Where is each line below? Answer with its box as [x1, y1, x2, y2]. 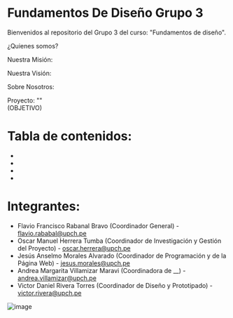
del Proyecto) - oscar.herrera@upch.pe [17, 244, 131, 252]
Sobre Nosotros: [7, 82, 55, 91]
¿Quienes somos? [7, 41, 59, 50]
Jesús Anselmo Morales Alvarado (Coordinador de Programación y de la [17, 251, 227, 260]
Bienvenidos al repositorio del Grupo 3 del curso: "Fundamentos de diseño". [7, 28, 226, 37]
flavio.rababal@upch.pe [17, 229, 87, 237]
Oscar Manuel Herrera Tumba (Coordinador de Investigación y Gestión [17, 237, 222, 245]
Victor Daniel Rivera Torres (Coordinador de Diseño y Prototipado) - [17, 281, 213, 289]
